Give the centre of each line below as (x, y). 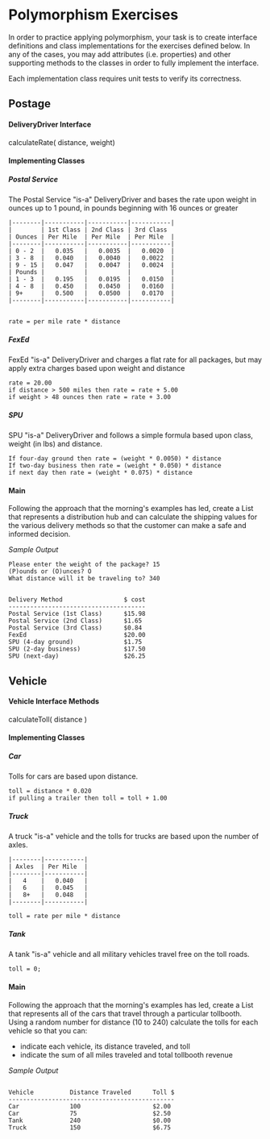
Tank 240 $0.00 (90, 1120)
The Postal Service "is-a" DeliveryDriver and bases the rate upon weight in (133, 200)
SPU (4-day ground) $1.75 (75, 642)
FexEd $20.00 (77, 635)
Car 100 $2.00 (90, 1106)
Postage (29, 104)
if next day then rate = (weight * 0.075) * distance (101, 473)
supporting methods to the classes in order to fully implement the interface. (134, 63)
